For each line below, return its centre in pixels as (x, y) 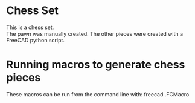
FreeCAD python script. (36, 40)
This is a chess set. (30, 27)
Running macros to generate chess (96, 65)
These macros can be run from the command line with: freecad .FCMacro (98, 94)
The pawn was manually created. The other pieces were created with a (94, 33)
